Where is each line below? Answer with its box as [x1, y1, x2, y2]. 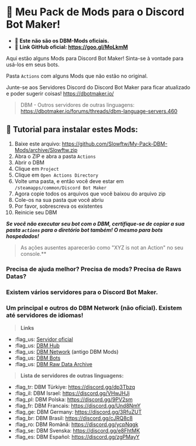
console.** [20, 250, 47, 257]
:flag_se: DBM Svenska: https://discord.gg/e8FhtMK [14, 427, 140, 434]
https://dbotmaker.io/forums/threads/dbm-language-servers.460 [20, 107, 178, 114]
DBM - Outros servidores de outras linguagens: [20, 101, 135, 108]
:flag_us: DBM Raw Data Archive [14, 360, 92, 367]
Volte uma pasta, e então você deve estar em [14, 177, 124, 184]
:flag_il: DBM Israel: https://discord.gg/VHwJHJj [14, 390, 130, 397]
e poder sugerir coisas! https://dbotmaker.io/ [6, 90, 114, 97]
